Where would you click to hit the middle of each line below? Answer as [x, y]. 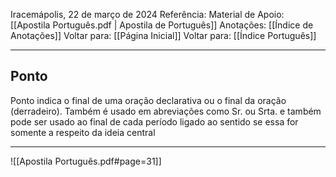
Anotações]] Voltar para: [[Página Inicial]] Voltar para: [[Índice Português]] [163, 35]
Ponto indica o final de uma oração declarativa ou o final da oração [148, 100]
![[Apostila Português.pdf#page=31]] [86, 161]
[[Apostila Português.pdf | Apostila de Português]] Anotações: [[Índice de [162, 25]
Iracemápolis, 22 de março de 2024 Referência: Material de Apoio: [147, 14]
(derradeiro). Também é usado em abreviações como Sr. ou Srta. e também [166, 111]
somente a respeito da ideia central [83, 132]
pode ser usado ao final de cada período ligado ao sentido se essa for [154, 121]
